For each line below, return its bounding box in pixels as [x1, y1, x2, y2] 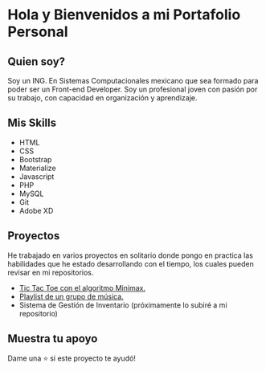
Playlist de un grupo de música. [18, 291, 124, 301]
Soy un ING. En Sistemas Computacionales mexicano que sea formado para [7, 76, 259, 85]
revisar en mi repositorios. [7, 267, 94, 277]
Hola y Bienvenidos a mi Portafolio [7, 6, 241, 24]
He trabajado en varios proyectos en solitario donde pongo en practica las [7, 251, 254, 260]
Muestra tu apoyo [7, 332, 98, 346]
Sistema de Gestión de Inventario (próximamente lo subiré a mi [18, 300, 227, 310]
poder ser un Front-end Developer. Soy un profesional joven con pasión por [7, 84, 258, 94]
